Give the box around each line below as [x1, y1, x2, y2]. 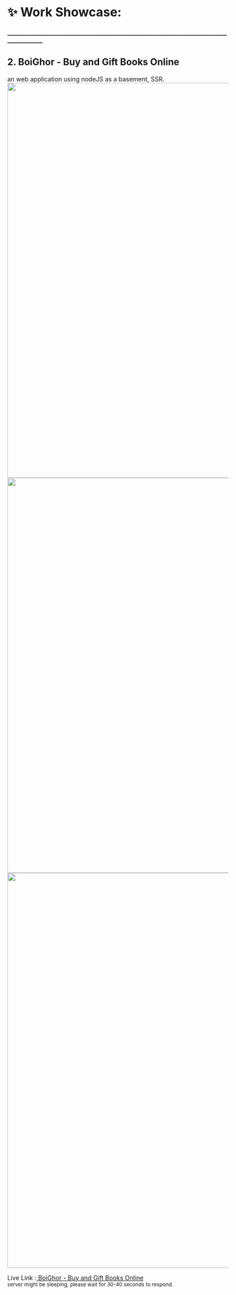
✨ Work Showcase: [7, 4, 122, 20]
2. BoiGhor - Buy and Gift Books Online [7, 56, 180, 68]
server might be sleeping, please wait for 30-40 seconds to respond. [7, 1281, 173, 1288]
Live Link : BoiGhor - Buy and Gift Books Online [7, 1273, 144, 1282]
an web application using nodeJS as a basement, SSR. [7, 74, 165, 83]
